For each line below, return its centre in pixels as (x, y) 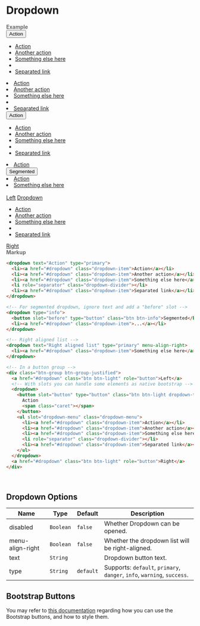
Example (17, 27)
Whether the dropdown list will (146, 541)
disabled (21, 527)
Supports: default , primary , (142, 568)
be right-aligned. (128, 548)
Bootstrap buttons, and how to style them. (58, 617)
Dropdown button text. (135, 558)
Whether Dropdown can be (142, 524)
